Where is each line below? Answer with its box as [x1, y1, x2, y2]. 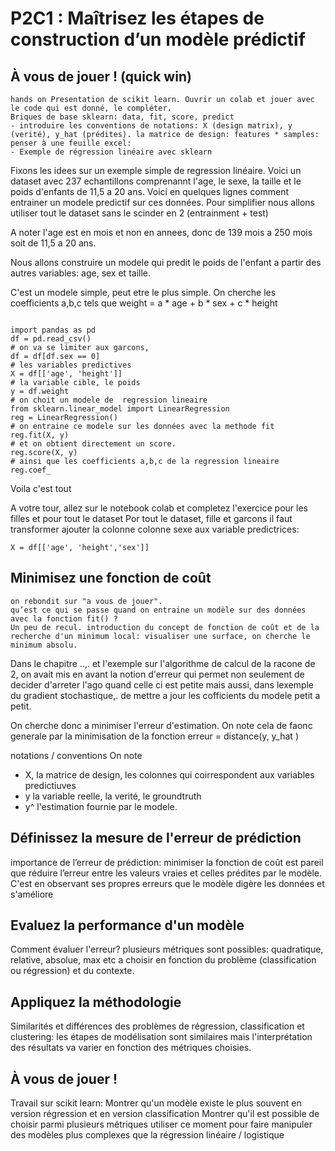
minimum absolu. [10, 640, 78, 650]
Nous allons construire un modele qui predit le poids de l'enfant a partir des [10, 257, 322, 268]
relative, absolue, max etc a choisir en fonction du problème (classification [10, 954, 317, 966]
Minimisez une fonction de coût [10, 570, 212, 587]
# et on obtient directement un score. [10, 439, 177, 449]
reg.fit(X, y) [10, 430, 70, 440]
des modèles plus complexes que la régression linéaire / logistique [10, 1129, 285, 1141]
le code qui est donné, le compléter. [10, 103, 172, 113]
